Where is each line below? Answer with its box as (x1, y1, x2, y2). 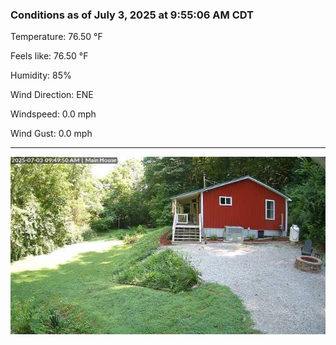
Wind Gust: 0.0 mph (10, 128, 93, 140)
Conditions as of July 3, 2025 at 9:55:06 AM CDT (10, 8, 254, 22)
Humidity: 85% (10, 69, 72, 82)
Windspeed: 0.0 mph (10, 108, 97, 120)
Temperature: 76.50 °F (10, 31, 103, 43)
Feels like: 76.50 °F (10, 50, 89, 62)
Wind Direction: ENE (10, 89, 94, 101)
